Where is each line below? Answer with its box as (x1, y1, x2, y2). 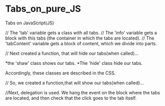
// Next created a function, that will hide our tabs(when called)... (5, 50, 139, 56)
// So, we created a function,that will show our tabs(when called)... (5, 80, 144, 86)
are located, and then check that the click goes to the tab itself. (5, 95, 137, 101)
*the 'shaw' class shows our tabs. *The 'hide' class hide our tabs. (5, 60, 143, 66)
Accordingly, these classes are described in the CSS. (5, 69, 116, 76)
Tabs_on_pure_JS (5, 3, 81, 15)
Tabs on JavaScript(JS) (5, 20, 54, 26)
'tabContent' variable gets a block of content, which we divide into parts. (5, 40, 157, 46)
